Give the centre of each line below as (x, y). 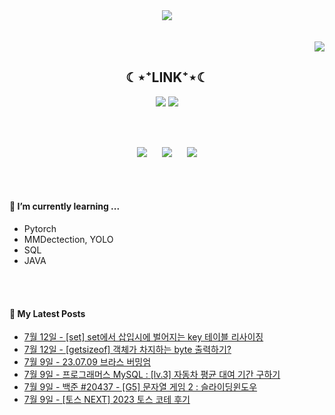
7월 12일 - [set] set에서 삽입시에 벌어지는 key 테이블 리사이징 (143, 337)
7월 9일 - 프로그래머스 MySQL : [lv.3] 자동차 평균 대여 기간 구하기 (152, 375)
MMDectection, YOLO (68, 240)
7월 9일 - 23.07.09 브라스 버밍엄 (87, 362)
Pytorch (40, 229)
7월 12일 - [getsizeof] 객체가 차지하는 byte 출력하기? (127, 350)
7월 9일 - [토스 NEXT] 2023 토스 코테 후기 (107, 400)
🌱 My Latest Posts (47, 313)
